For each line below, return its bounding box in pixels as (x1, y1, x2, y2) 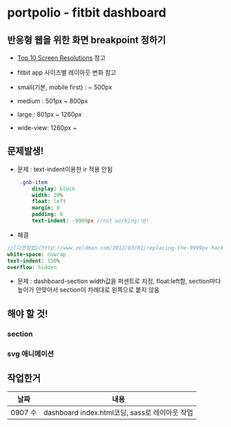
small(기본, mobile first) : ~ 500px (17, 83, 112, 91)
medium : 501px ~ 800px (17, 97, 88, 105)
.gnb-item (19, 178, 48, 186)
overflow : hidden (7, 264, 57, 271)
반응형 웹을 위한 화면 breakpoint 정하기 (7, 34, 166, 46)
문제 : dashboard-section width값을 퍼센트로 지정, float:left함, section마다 (17, 277, 221, 285)
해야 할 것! (7, 307, 48, 319)
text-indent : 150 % (7, 257, 60, 264)
